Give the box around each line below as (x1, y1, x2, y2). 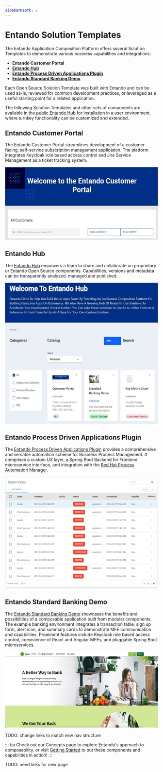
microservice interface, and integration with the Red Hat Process (5, 462, 134, 467)
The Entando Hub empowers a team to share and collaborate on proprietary (5, 262, 157, 268)
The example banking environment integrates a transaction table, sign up (5, 621, 151, 627)
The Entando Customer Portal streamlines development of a (5, 142, 125, 148)
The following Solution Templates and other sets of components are (5, 104, 141, 110)
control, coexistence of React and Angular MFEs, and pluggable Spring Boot (5, 636, 157, 642)
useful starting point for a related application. (5, 95, 96, 101)
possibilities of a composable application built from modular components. (5, 616, 152, 622)
